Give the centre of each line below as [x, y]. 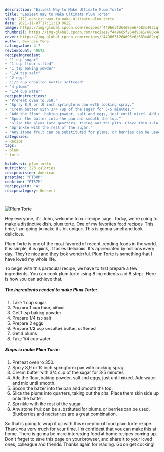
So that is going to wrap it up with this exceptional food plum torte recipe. [79, 423]
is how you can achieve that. [34, 279]
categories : [17, 137]
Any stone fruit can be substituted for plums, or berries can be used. [81, 409]
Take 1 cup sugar [29, 302]
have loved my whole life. [31, 259]
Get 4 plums [24, 333]
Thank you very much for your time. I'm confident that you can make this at [81, 429]
